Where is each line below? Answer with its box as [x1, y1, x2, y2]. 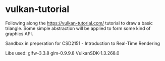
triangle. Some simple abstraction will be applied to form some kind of [5, 25, 151, 31]
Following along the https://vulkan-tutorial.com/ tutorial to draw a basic [5, 20, 153, 26]
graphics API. [5, 30, 33, 36]
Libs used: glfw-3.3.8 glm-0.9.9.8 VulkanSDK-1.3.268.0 [5, 50, 120, 56]
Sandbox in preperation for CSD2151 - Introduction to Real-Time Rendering [5, 40, 160, 46]
